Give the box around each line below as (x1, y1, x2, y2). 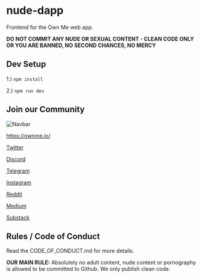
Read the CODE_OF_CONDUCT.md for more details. (6, 247, 134, 254)
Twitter (6, 144, 24, 151)
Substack (6, 213, 30, 221)
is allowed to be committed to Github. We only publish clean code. (6, 265, 171, 273)
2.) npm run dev (6, 87, 45, 94)
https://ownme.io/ (6, 132, 51, 139)
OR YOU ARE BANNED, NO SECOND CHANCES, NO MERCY (6, 42, 156, 49)
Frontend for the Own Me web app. (6, 24, 93, 31)
